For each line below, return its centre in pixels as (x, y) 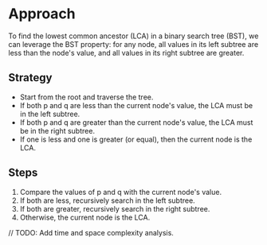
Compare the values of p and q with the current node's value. (120, 192)
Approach (42, 14)
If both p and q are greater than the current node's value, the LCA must (136, 122)
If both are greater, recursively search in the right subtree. (115, 208)
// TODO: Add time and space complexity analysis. (91, 232)
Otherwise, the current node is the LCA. (85, 217)
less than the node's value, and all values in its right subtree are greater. (126, 52)
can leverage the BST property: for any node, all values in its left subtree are (133, 44)
